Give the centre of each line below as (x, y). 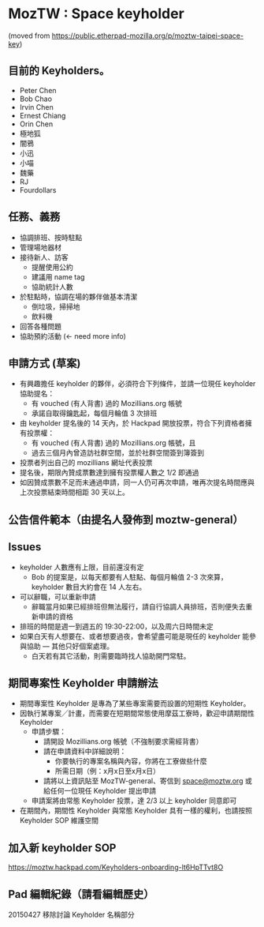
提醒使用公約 (52, 267)
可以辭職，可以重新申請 (58, 596)
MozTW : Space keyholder (97, 14)
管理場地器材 (40, 247)
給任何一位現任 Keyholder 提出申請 (100, 791)
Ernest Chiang (43, 115)
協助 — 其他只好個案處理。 (70, 646)
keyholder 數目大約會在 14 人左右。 (89, 587)
